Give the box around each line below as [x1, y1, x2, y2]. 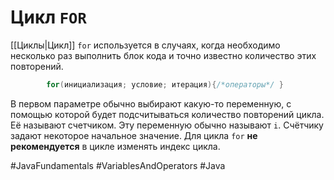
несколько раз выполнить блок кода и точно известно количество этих [10, 49, 317, 61]
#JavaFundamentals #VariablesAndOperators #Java [10, 159, 226, 171]
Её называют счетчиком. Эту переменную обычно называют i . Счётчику [10, 119, 324, 131]
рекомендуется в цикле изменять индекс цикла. [10, 140, 221, 152]
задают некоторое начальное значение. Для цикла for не [10, 129, 258, 141]
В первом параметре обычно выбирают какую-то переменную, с [10, 97, 292, 110]
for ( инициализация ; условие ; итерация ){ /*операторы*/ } [46, 79, 284, 90]
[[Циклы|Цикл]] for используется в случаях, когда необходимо [10, 39, 281, 51]
